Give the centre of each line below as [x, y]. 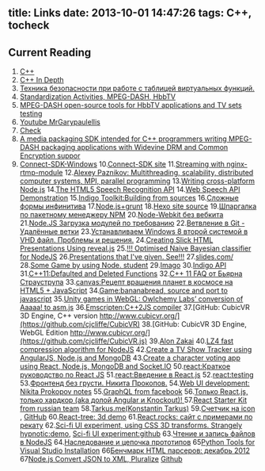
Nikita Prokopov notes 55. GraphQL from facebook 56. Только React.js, [134, 392]
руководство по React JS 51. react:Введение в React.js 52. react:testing [137, 375]
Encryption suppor [50, 156]
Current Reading [50, 52]
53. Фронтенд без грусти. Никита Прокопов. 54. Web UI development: [135, 383]
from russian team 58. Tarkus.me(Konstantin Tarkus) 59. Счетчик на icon [137, 408]
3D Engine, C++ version [59, 316]
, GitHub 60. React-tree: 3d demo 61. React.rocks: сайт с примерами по [136, 417]
